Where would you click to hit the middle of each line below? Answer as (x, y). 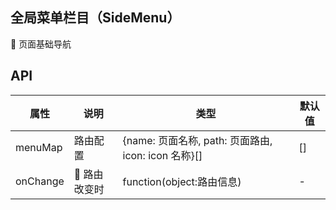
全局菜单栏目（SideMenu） (95, 18)
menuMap (39, 147)
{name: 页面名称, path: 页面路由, (197, 140)
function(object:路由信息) (182, 181)
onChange (40, 181)
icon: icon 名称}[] (162, 155)
